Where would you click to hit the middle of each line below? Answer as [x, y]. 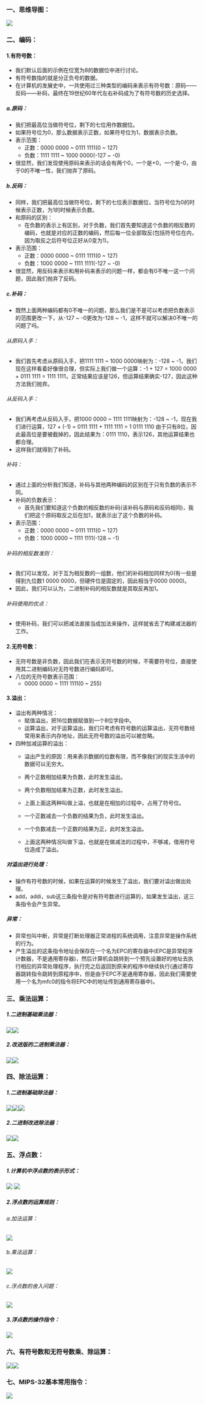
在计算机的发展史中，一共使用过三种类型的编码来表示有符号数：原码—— [106, 85]
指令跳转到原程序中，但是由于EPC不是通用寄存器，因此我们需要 [111, 974]
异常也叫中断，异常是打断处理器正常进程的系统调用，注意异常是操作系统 [106, 935]
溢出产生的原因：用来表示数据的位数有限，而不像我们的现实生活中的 [110, 756]
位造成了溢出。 [43, 849]
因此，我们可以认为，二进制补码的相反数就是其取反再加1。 [88, 589]
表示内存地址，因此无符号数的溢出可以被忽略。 [99, 735]
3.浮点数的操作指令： [33, 1320]
